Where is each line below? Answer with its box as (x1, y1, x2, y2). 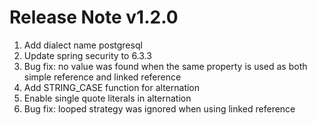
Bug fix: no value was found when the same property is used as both (23, 60, 308, 72)
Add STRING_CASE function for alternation (23, 81, 201, 93)
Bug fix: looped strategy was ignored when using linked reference (23, 102, 296, 115)
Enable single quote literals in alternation (23, 92, 192, 104)
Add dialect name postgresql (23, 39, 143, 51)
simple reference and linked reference (23, 71, 182, 83)
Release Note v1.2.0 (9, 6, 179, 29)
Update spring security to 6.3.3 (23, 49, 152, 61)
